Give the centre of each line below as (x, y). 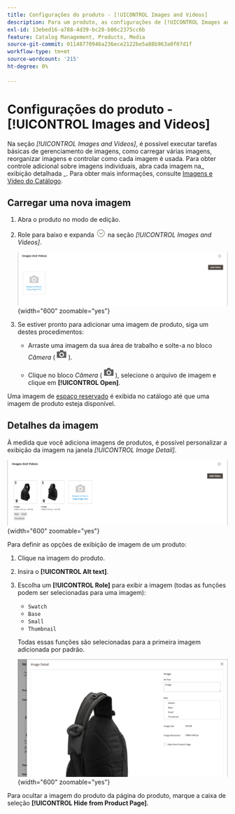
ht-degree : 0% (28, 66)
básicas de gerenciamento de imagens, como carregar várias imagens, (109, 151)
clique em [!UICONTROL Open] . (74, 382)
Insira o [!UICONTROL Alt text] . (63, 571)
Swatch (37, 606)
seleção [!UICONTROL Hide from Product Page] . (78, 803)
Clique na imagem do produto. (61, 558)
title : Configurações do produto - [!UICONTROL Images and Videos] (108, 15)
